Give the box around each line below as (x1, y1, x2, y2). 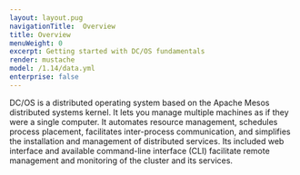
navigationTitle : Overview (9, 22, 116, 31)
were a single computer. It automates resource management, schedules (9, 116, 278, 127)
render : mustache (9, 55, 75, 64)
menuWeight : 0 (9, 38, 64, 48)
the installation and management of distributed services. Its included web (9, 135, 285, 146)
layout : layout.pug (9, 13, 84, 23)
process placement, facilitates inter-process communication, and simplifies (9, 126, 291, 137)
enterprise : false (9, 73, 79, 82)
